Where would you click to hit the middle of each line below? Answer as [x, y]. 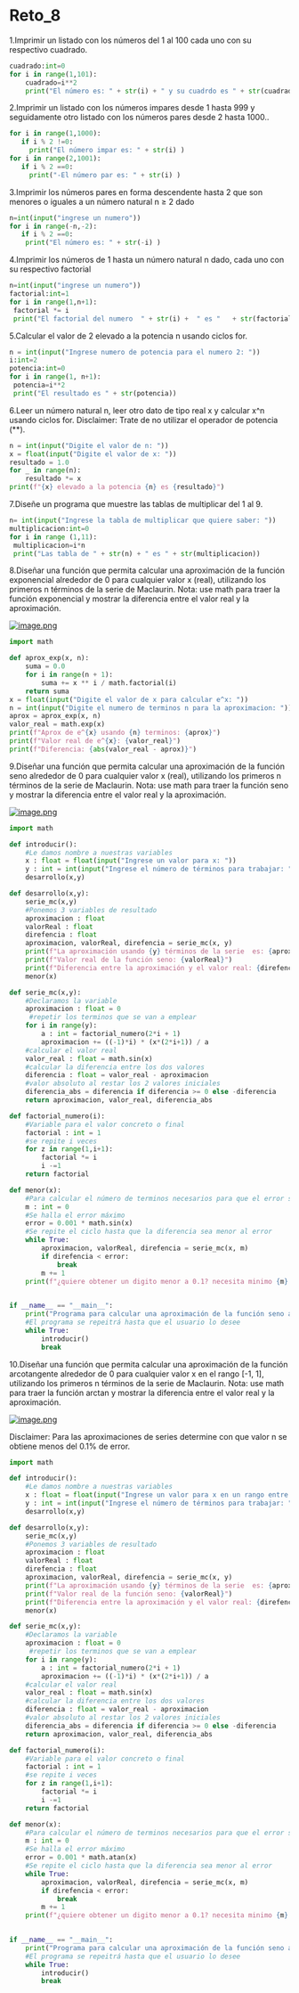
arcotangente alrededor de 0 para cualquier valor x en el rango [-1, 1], [137, 1374]
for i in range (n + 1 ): [69, 675]
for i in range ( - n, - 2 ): [53, 226]
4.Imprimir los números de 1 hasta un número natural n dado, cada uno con [147, 260]
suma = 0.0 [45, 666]
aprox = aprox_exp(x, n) [55, 716]
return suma [47, 691]
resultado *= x [53, 479]
